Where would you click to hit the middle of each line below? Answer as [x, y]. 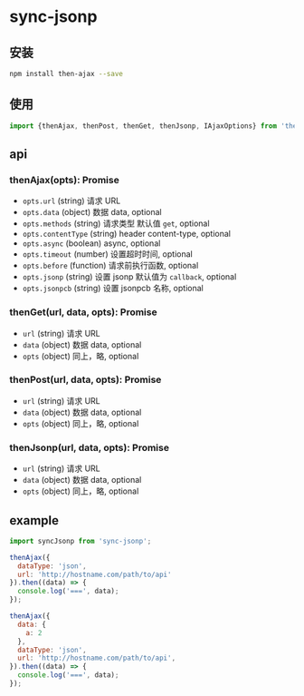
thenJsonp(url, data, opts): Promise [90, 447]
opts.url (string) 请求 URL [71, 201]
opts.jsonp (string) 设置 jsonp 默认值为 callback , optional [129, 277]
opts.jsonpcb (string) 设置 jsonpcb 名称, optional [113, 289]
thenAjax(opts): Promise [64, 180]
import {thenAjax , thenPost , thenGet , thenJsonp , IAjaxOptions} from [143, 126]
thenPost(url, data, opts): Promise [85, 380]
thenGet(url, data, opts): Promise [83, 312]
